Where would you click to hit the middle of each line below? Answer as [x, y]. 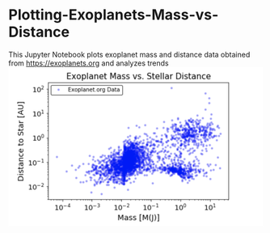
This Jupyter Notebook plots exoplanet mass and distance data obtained [129, 54]
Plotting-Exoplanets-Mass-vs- [114, 15]
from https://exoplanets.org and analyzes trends [89, 63]
